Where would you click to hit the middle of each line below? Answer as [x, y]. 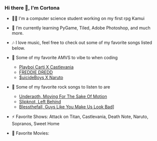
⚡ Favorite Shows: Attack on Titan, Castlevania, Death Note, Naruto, [80, 117]
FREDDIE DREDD [36, 72]
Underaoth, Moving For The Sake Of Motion [63, 96]
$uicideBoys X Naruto [41, 77]
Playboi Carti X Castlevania [46, 67]
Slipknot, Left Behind [40, 102]
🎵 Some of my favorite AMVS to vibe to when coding [65, 58]
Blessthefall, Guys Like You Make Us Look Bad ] [67, 107]
